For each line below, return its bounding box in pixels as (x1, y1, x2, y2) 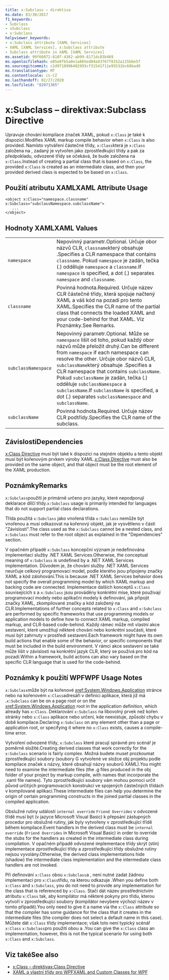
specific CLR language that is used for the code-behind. (5, 659, 122, 665)
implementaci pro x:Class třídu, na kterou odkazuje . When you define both (5, 877, 158, 883)
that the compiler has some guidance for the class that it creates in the (5, 909, 152, 915)
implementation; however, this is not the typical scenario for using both (5, 931, 152, 937)
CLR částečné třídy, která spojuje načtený (56, 290, 155, 297)
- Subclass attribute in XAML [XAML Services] (5, 49, 105, 54)
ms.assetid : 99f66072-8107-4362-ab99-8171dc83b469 (5, 54, 114, 59)
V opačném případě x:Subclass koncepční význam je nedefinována (5, 546, 145, 553)
